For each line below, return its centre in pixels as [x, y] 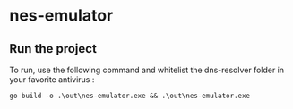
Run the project [53, 49]
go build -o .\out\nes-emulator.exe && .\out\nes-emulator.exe [130, 96]
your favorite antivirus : [52, 80]
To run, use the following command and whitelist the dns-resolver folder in [147, 70]
